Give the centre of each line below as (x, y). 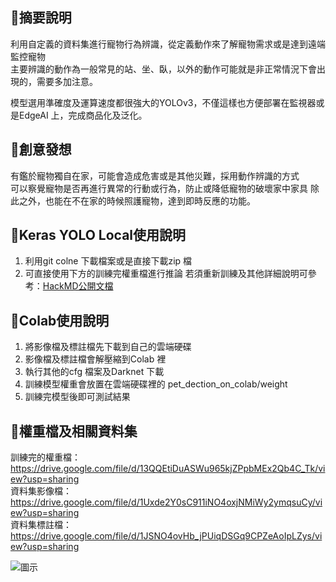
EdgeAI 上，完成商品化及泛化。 (83, 115)
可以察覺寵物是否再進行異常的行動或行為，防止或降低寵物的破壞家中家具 (159, 188)
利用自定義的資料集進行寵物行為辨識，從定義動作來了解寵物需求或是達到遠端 (168, 44)
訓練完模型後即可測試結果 (77, 397)
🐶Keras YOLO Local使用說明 (98, 235)
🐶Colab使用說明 (60, 320)
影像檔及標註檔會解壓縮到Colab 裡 (95, 359)
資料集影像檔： (41, 491)
